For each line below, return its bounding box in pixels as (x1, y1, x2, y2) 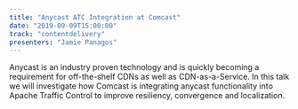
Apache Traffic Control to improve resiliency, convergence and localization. (9, 90, 286, 101)
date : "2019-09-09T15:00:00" (9, 21, 117, 30)
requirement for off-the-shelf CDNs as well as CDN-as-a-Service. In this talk (9, 72, 290, 82)
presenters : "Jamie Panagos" (9, 37, 117, 47)
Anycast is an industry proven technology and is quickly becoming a (9, 62, 260, 73)
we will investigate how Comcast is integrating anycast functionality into (9, 81, 274, 91)
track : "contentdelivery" (9, 29, 105, 38)
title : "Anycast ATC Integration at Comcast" (9, 12, 181, 22)
